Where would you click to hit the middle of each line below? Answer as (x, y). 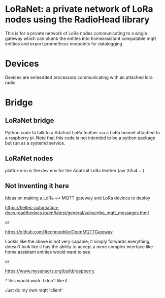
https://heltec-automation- (32, 207)
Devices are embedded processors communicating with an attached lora (79, 77)
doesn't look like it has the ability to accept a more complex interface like (79, 246)
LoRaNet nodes (29, 159)
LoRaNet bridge (30, 121)
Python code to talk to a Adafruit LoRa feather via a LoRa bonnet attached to (82, 132)
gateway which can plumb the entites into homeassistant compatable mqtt (81, 38)
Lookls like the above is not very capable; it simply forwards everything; (78, 241)
